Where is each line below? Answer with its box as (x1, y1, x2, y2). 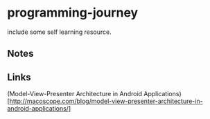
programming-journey (7, 5, 139, 21)
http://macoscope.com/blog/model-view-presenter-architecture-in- (9, 97, 203, 105)
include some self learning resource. (7, 28, 112, 36)
